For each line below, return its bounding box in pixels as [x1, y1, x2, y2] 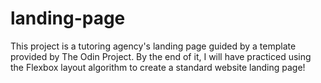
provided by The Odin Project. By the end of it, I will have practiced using [10, 50, 312, 62]
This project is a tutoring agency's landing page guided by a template [10, 40, 297, 52]
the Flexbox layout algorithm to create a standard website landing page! [10, 61, 306, 73]
